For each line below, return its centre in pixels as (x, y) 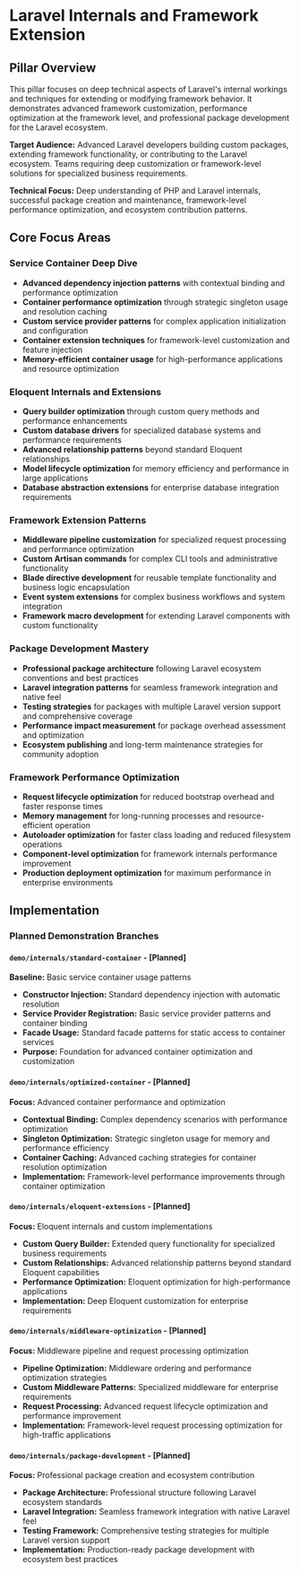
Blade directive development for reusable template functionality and (150, 578)
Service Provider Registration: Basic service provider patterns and (146, 1014)
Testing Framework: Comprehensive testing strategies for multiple (146, 1531)
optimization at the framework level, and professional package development (149, 118)
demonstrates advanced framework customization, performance (129, 108)
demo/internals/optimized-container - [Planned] (100, 1082)
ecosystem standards (62, 1502)
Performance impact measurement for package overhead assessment (154, 725)
